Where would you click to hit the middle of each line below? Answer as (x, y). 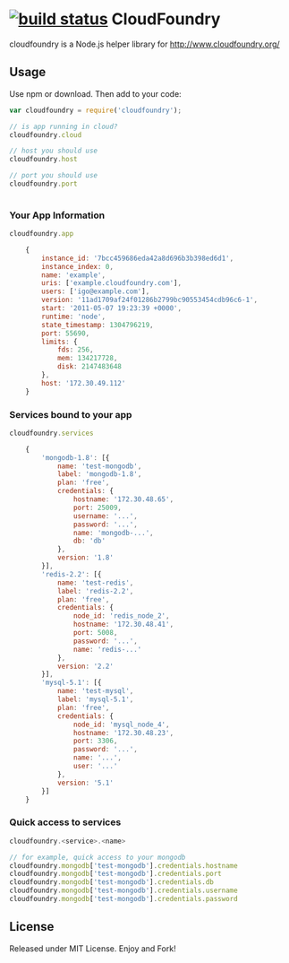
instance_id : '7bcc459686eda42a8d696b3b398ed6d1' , (138, 258)
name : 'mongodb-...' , (113, 533)
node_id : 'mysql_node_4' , (121, 724)
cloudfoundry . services (51, 433)
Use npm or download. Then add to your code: (95, 93)
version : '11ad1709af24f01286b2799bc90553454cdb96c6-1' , (149, 300)
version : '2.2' (85, 666)
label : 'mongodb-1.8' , (99, 474)
